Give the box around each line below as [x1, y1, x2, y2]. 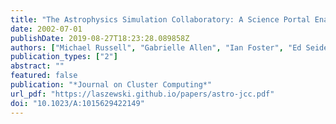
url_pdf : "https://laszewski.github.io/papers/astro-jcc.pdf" [10, 89, 275, 99]
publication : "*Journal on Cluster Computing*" [10, 80, 213, 90]
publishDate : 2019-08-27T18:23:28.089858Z [10, 33, 190, 43]
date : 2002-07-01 [10, 24, 83, 34]
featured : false [10, 71, 78, 81]
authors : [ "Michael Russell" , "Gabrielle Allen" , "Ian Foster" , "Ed [10, 42, 302, 53]
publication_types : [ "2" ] [10, 52, 118, 62]
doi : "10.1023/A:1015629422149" [10, 98, 145, 108]
